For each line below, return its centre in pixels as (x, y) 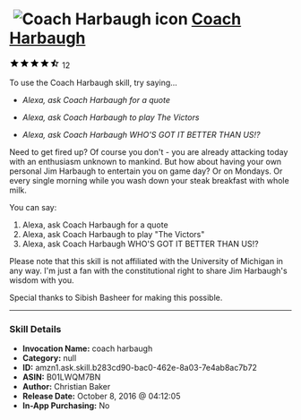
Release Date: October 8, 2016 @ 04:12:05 (101, 396)
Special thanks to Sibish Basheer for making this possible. (116, 297)
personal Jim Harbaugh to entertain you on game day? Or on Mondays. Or (146, 171)
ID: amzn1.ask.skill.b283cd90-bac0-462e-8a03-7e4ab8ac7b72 (140, 368)
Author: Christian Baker (66, 387)
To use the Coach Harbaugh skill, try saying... (93, 82)
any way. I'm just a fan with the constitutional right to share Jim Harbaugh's (149, 270)
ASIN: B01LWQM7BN (61, 377)
